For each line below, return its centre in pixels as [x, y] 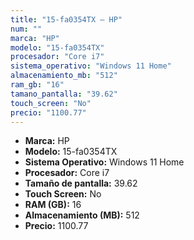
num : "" [26, 29]
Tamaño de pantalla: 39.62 [81, 183]
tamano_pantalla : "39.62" [64, 94]
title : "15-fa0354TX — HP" [66, 19]
